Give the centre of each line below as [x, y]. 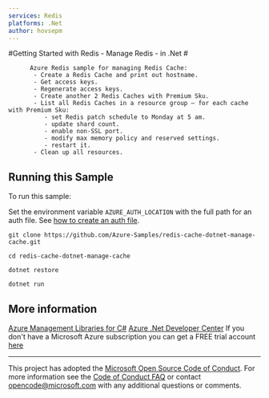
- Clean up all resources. [78, 152]
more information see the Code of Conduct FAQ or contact [105, 377]
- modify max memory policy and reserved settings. [132, 138]
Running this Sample [61, 177]
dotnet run [26, 284]
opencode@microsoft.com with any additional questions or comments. [125, 385]
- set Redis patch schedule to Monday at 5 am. [124, 117]
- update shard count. [82, 124]
